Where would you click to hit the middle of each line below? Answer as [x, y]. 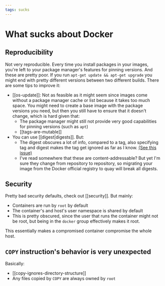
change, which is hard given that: [46, 116]
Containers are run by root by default [50, 205]
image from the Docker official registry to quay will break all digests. [89, 168]
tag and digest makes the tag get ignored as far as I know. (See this [88, 147]
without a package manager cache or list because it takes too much [81, 100]
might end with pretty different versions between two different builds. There [82, 80]
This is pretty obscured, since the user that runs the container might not [85, 216]
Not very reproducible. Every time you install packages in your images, [77, 64]
